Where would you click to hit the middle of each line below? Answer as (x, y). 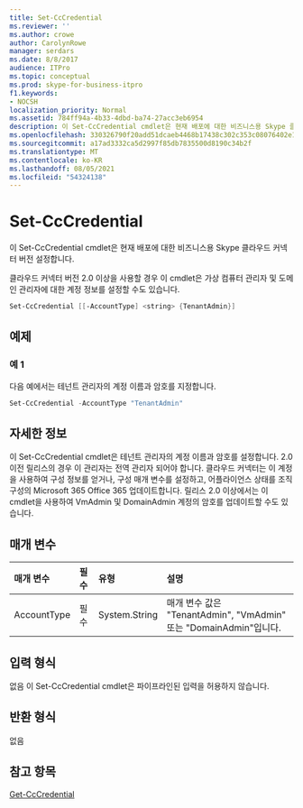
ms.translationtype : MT (54, 151)
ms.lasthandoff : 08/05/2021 (62, 169)
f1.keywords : (34, 93)
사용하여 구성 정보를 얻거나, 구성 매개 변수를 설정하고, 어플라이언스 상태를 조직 (156, 480)
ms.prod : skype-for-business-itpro (76, 85)
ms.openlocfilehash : (48, 135)
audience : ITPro (40, 69)
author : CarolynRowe (48, 43)
